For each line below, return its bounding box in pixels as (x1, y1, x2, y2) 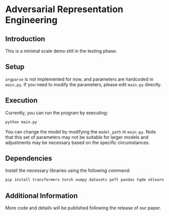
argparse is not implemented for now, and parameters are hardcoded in (5, 76, 153, 82)
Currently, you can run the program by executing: (5, 110, 108, 116)
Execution (5, 96, 38, 105)
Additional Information (5, 191, 78, 200)
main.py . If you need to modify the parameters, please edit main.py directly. (5, 81, 162, 87)
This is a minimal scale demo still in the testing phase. (5, 48, 117, 54)
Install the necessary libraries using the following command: (5, 167, 131, 173)
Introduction (5, 34, 46, 43)
